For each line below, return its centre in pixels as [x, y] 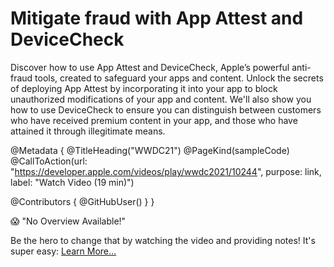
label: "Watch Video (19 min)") [72, 182]
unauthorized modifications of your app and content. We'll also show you [161, 99]
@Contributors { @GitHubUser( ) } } [82, 201]
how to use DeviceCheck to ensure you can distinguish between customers [166, 109]
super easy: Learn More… [63, 251]
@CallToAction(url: [49, 161]
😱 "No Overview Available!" [68, 221]
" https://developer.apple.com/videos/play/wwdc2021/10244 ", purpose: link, [166, 171]
